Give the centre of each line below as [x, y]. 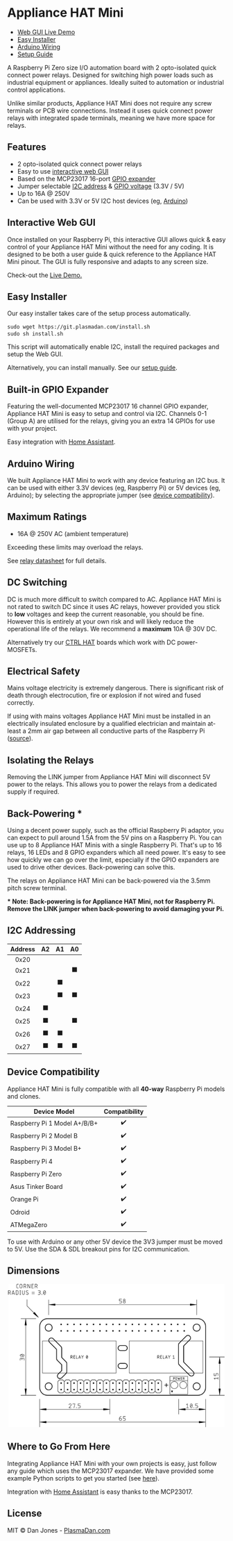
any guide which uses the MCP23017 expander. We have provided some [111, 1471]
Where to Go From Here [59, 1447]
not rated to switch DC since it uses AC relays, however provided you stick [114, 606]
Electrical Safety [44, 672]
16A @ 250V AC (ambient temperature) [73, 533]
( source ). [20, 738]
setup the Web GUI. [35, 354]
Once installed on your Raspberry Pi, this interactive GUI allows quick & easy [116, 239]
